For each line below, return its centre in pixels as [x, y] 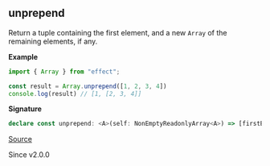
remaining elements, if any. [53, 41]
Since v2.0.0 [29, 155]
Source [20, 139]
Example [23, 56]
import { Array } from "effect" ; [64, 72]
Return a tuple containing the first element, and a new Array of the [118, 32]
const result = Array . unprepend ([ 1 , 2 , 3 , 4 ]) [88, 86]
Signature [25, 109]
